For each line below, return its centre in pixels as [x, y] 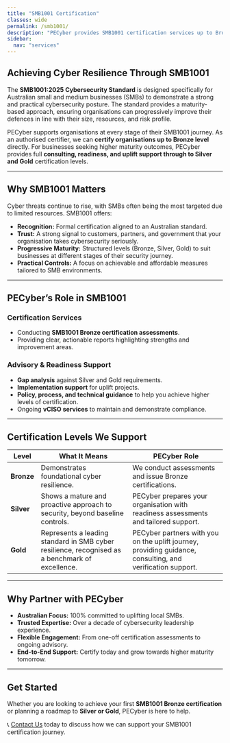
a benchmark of [66, 558]
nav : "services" [36, 45]
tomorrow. [31, 659]
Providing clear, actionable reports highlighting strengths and [103, 340]
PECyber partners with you [176, 533]
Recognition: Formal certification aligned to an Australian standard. [112, 226]
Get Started [32, 687]
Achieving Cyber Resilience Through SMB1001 [108, 73]
